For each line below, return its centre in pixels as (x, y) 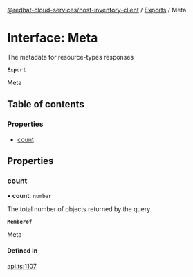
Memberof (20, 222)
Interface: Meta (53, 38)
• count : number (29, 196)
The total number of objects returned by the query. (80, 209)
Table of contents (46, 104)
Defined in (22, 250)
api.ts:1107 (22, 266)
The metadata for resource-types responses (71, 57)
